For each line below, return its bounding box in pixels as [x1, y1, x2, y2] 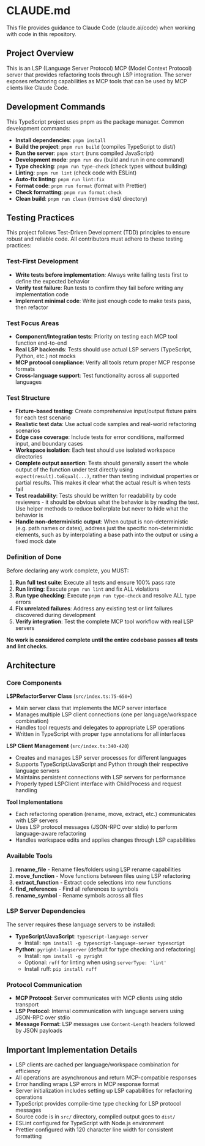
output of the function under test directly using [15, 466, 133, 473]
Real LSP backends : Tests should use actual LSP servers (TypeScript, [15, 345, 192, 353]
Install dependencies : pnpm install [15, 136, 106, 144]
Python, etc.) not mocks [15, 352, 76, 359]
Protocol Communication [6, 980, 83, 989]
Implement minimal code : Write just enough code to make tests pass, [15, 297, 192, 304]
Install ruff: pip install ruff [24, 965, 97, 972]
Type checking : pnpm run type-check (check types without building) [15, 162, 188, 170]
